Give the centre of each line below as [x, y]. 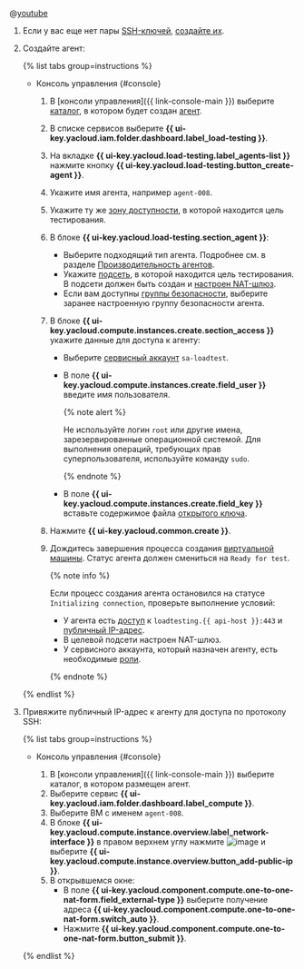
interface [68, 842]
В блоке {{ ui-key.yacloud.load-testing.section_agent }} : [159, 237]
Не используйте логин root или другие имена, [153, 430]
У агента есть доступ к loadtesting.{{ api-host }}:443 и [173, 620]
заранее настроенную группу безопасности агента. [164, 303]
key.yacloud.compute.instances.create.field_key [158, 504]
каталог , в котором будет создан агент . [126, 111]
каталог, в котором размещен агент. [120, 784]
